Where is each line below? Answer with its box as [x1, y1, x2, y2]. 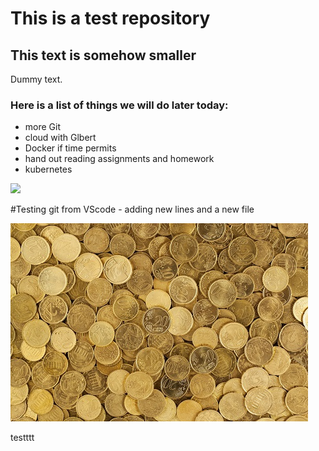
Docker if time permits [24, 142, 117, 154]
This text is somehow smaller [10, 47, 197, 64]
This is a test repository [10, 7, 211, 30]
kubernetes [24, 163, 73, 176]
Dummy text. [10, 73, 63, 85]
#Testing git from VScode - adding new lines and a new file [10, 203, 255, 216]
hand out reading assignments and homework [24, 153, 215, 165]
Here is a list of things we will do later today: [10, 98, 229, 112]
